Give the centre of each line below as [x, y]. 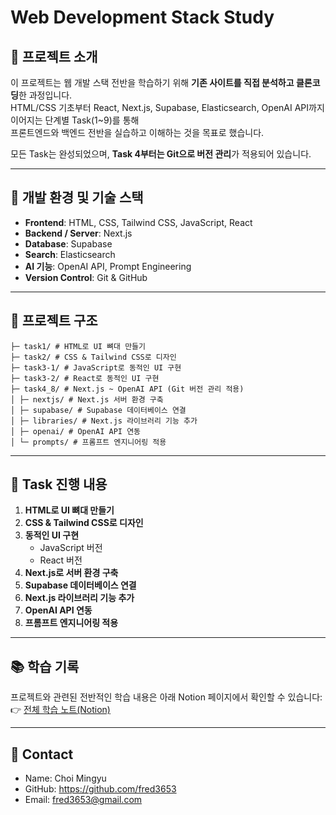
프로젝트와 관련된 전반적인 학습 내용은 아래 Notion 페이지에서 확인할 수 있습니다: [166, 697]
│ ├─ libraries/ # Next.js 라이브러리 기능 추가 [104, 421]
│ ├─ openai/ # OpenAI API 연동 [76, 431]
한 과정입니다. [45, 95]
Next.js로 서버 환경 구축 [71, 573]
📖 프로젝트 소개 [54, 56]
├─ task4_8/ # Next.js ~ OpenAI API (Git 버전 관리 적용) [127, 389]
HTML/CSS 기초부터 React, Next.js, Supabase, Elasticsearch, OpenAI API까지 [167, 107]
